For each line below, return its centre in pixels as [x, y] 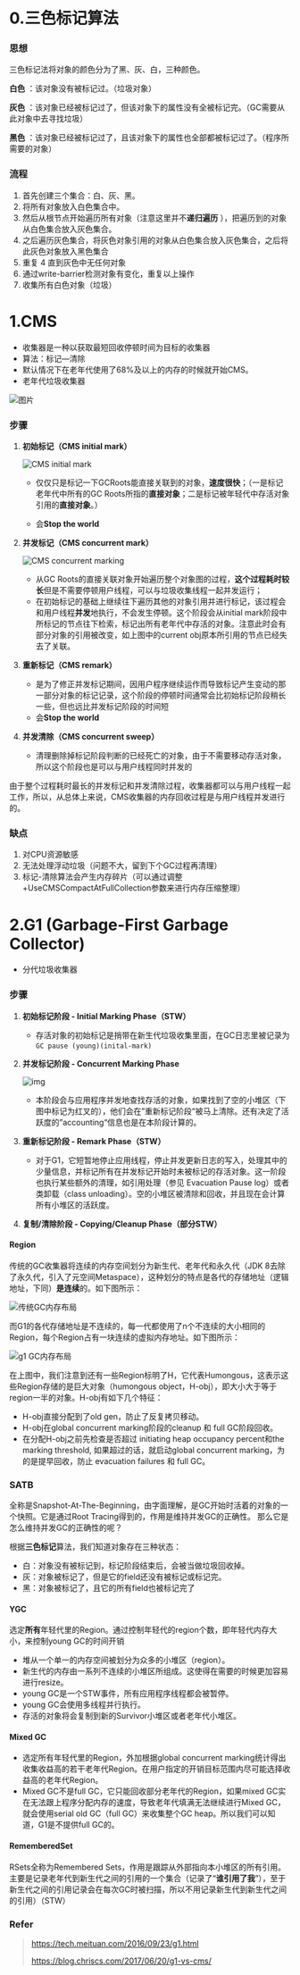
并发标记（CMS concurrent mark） [87, 543]
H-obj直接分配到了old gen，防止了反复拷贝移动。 [113, 1416]
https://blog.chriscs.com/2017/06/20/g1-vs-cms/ [121, 1961]
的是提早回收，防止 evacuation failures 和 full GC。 [116, 1460]
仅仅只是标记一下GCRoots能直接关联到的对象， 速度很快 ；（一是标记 [159, 482]
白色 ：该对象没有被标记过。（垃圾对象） [83, 88]
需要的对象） [33, 149]
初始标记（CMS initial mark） [77, 447]
